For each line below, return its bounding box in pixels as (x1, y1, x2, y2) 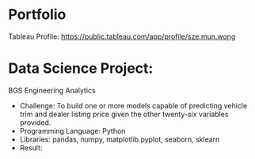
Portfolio (8, 6, 67, 24)
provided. (19, 117, 51, 127)
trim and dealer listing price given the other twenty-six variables (19, 109, 229, 119)
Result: (19, 142, 43, 152)
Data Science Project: (8, 59, 154, 78)
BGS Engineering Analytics (8, 85, 97, 95)
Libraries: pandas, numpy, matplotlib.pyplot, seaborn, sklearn (19, 134, 220, 144)
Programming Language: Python (19, 126, 126, 135)
